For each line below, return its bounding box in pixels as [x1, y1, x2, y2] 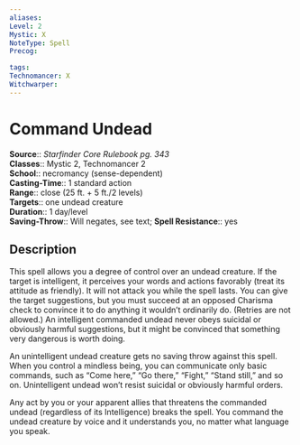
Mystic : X [9, 30, 47, 39]
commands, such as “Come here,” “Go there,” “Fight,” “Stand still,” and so [9, 369, 284, 380]
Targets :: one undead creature [9, 196, 123, 208]
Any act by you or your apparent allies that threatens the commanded [9, 396, 268, 407]
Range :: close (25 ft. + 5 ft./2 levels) [9, 187, 143, 198]
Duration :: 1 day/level [9, 206, 88, 217]
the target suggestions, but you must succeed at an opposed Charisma [9, 294, 273, 305]
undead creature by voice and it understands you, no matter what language [9, 416, 290, 427]
